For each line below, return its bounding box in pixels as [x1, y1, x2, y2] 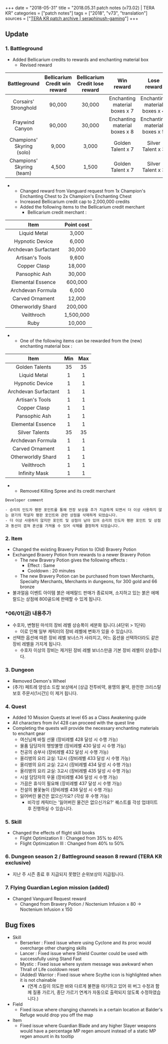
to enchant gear [12, 730, 45, 736]
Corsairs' [12, 98, 34, 105]
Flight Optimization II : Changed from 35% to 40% [19, 835, 123, 841]
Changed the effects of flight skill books [12, 830, 95, 836]
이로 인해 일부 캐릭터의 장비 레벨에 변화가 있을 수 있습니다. [19, 628, 133, 634]
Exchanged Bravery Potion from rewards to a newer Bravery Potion [12, 551, 151, 557]
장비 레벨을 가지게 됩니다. [12, 641, 62, 647]
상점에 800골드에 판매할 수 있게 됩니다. [25, 596, 102, 602]
